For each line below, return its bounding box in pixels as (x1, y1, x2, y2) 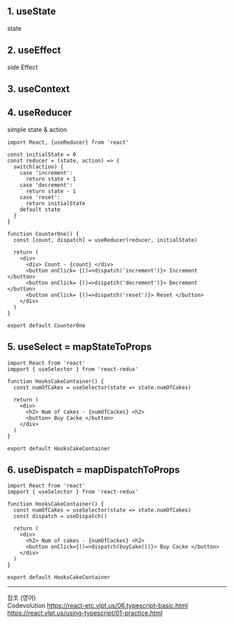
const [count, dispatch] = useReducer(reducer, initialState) (13, 237, 198, 244)
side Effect (7, 63, 38, 71)
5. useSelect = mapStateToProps (7, 341, 152, 353)
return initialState (25, 200, 86, 207)
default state (19, 206, 61, 213)
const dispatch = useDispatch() (13, 513, 108, 520)
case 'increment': (19, 169, 73, 177)
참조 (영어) (7, 593, 36, 602)
